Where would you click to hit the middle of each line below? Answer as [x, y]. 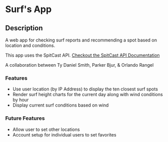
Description [24, 28]
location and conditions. [30, 45]
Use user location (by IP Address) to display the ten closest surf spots [85, 89]
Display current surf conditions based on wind [61, 105]
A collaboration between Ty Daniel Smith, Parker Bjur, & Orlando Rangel [79, 65]
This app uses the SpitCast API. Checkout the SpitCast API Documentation [82, 55]
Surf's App [29, 9]
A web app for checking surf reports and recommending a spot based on [81, 40]
